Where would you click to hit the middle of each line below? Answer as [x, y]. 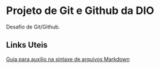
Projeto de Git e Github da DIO [80, 11]
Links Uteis [27, 45]
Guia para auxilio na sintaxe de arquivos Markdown [68, 59]
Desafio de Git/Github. [33, 27]
